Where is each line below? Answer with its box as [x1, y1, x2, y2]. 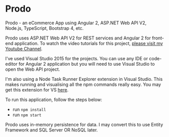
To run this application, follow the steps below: [5, 97, 103, 103]
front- [151, 35, 164, 41]
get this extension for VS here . [5, 86, 69, 93]
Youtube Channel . [5, 45, 43, 52]
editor [5, 61, 18, 67]
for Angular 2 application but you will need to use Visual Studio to [18, 61, 155, 67]
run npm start [12, 112, 41, 118]
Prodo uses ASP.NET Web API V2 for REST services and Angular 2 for [5, 35, 151, 41]
